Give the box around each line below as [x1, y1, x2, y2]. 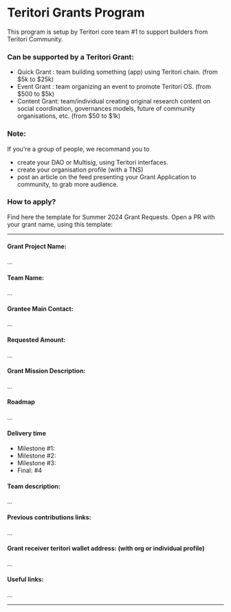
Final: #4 [16, 467, 43, 475]
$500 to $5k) [16, 90, 55, 98]
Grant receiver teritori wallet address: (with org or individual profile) [7, 544, 205, 553]
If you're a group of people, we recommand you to [7, 145, 150, 153]
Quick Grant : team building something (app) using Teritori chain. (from [16, 68, 218, 76]
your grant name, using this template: [7, 220, 113, 228]
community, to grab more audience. [16, 180, 119, 188]
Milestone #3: [16, 459, 56, 467]
